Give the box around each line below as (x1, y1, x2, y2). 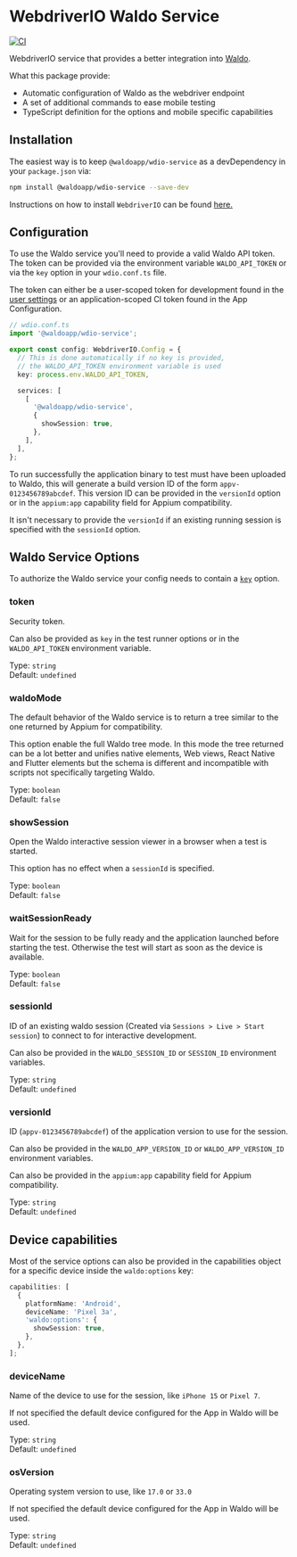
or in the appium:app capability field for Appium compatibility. (9, 497, 233, 507)
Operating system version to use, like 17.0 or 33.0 (9, 1487, 192, 1497)
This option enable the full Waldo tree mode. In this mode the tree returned (9, 738, 284, 749)
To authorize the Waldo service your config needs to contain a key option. (9, 573, 280, 584)
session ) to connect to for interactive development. (9, 1030, 197, 1041)
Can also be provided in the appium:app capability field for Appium (9, 1170, 252, 1181)
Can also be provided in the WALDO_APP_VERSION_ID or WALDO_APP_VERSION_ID (9, 1143, 285, 1154)
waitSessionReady (9, 912, 92, 925)
